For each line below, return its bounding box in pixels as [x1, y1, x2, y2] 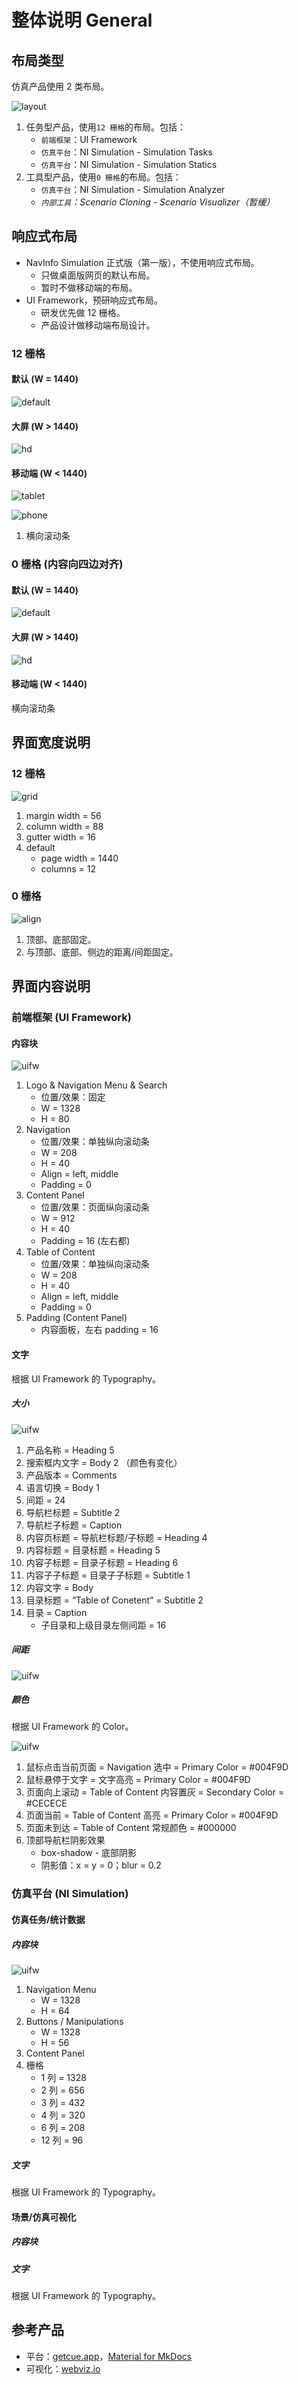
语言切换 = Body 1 [25, 1481, 100, 1493]
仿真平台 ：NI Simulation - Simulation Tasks [40, 146, 213, 158]
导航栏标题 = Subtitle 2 [25, 1506, 121, 1518]
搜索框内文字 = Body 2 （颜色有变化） [25, 1456, 183, 1468]
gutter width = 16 [25, 831, 97, 843]
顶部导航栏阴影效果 [25, 1834, 106, 1846]
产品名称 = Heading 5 [25, 1444, 115, 1456]
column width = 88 [25, 820, 104, 832]
